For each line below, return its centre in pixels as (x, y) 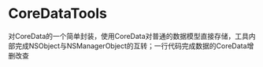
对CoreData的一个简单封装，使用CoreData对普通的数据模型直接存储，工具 (129, 36)
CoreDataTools (58, 14)
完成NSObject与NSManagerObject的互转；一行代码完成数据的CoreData (131, 46)
